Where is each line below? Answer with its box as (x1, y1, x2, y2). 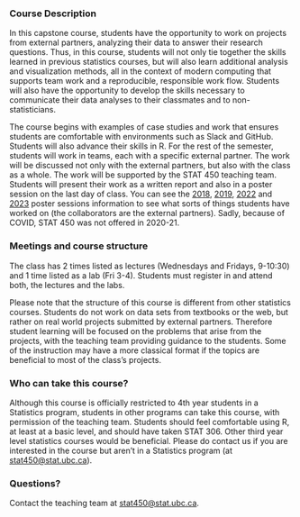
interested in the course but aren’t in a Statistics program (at (9, 445, 232, 456)
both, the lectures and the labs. (9, 279, 125, 290)
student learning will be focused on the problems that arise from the (9, 325, 262, 336)
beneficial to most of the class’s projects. (9, 354, 162, 365)
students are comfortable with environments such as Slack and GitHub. (9, 132, 274, 142)
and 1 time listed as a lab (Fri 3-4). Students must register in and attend (9, 269, 273, 281)
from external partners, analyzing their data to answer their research (9, 37, 264, 48)
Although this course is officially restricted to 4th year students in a (9, 397, 259, 408)
